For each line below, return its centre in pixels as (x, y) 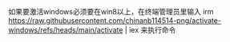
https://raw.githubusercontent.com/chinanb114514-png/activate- (115, 21)
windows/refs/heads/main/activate (66, 30)
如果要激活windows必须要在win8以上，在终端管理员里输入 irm (111, 11)
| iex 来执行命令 (150, 30)
